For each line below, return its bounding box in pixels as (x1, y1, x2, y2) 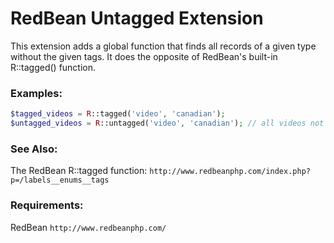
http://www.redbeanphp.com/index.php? (149, 167, 311, 177)
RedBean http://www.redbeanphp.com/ (10, 221, 167, 233)
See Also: (10, 142, 58, 156)
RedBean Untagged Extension (10, 7, 264, 30)
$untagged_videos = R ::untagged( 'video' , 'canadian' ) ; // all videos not (10, 118, 325, 129)
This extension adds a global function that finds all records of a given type (10, 40, 317, 52)
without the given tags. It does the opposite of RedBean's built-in (10, 50, 278, 62)
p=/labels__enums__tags (10, 175, 110, 186)
